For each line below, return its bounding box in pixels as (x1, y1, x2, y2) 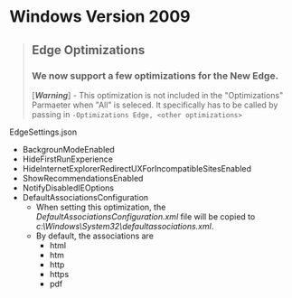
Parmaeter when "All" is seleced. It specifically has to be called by (31, 99, 278, 110)
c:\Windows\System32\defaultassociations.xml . (35, 220, 214, 231)
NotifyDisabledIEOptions (22, 182, 115, 193)
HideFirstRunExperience (22, 154, 113, 164)
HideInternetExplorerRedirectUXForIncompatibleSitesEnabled (22, 163, 251, 173)
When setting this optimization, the (35, 201, 166, 212)
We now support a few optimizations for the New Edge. (31, 70, 278, 82)
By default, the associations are (35, 230, 154, 241)
